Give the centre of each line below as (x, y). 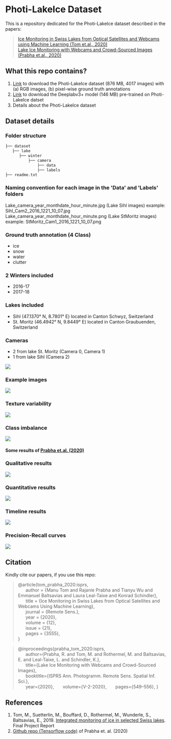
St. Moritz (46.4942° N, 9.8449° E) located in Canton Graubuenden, (84, 322)
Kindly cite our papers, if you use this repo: (51, 575)
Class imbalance (26, 428)
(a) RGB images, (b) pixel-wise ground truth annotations (71, 89)
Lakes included (25, 305)
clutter (19, 262)
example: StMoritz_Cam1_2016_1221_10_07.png (53, 221)
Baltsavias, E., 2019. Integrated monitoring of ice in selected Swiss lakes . (89, 720)
